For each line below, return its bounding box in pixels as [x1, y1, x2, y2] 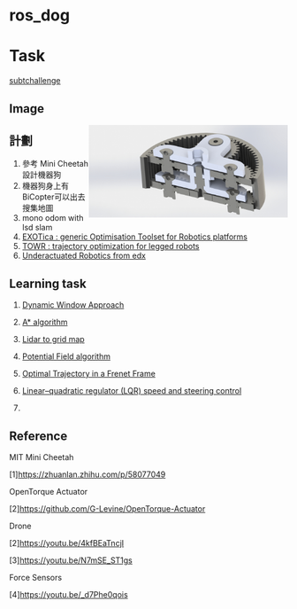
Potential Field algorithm [21, 351, 110, 362]
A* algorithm [21, 316, 68, 328]
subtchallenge [9, 75, 61, 86]
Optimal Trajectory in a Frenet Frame [21, 369, 156, 379]
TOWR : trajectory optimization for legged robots [21, 241, 200, 252]
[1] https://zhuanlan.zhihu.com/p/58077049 [9, 469, 166, 480]
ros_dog [9, 5, 71, 26]
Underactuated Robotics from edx [21, 250, 146, 262]
